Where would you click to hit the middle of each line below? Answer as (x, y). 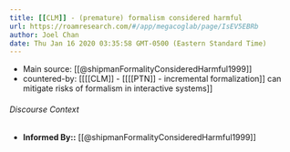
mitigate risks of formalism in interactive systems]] (118, 88)
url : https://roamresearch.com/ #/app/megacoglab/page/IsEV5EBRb (134, 26)
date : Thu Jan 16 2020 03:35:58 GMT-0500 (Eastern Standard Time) (138, 43)
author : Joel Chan (44, 35)
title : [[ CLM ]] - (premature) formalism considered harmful (126, 18)
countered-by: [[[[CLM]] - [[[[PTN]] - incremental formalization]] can (152, 79)
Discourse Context (44, 109)
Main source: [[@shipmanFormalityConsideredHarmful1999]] (137, 69)
